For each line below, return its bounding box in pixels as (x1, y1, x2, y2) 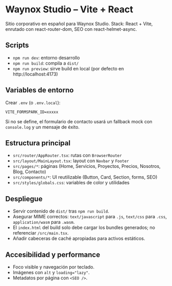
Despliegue (5, 194, 43, 203)
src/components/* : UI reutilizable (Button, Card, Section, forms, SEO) (12, 174, 158, 180)
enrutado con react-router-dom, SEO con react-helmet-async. (5, 26, 137, 32)
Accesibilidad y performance (5, 250, 100, 259)
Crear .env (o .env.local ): (5, 99, 61, 106)
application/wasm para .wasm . (12, 219, 75, 225)
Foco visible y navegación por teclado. (12, 264, 95, 270)
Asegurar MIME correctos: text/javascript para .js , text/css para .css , (12, 214, 167, 220)
